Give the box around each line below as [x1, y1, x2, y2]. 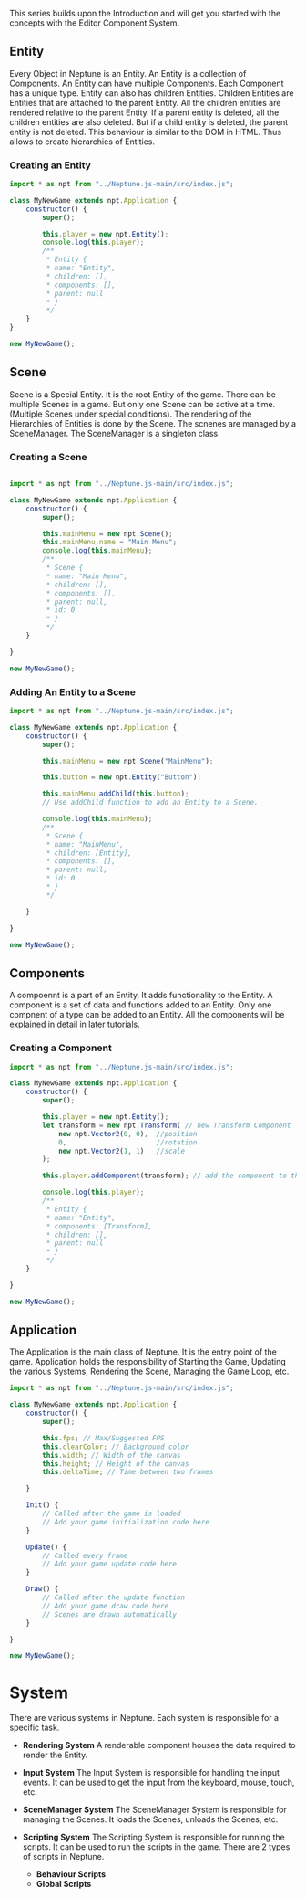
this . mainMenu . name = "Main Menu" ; [42, 538, 178, 547]
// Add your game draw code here [42, 1601, 169, 1610]
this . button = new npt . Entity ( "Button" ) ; [42, 773, 202, 782]
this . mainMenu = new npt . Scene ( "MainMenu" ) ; [42, 756, 214, 765]
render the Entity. [22, 1749, 88, 1761]
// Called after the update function [42, 1593, 185, 1602]
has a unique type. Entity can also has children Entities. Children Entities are [9, 87, 294, 99]
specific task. [9, 1722, 60, 1734]
